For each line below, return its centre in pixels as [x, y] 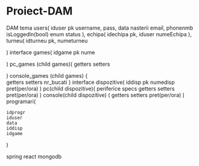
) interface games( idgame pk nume [51, 52]
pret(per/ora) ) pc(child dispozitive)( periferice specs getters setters [90, 88]
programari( [21, 101]
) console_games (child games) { [47, 75]
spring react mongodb [34, 156]
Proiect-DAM [39, 11]
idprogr [16, 112]
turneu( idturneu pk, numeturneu [47, 40]
